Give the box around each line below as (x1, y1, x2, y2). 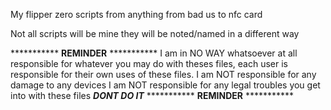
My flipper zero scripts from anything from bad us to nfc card (10, 9, 263, 20)
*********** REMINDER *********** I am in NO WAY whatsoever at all (10, 47, 298, 59)
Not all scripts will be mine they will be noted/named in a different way (10, 28, 300, 39)
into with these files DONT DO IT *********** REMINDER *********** (10, 90, 295, 101)
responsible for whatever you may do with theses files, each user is (10, 58, 288, 69)
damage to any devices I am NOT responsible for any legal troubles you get (10, 79, 321, 91)
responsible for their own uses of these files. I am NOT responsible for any (10, 69, 317, 80)
